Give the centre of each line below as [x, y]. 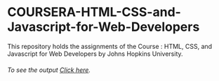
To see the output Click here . [49, 70]
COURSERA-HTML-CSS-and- [94, 12]
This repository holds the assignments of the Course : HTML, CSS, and [110, 46]
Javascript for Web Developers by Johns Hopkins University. [95, 54]
